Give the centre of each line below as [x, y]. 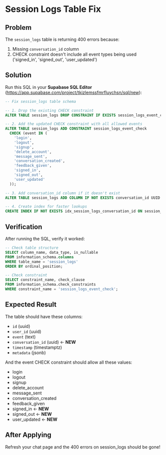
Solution [18, 75]
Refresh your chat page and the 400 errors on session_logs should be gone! [83, 447]
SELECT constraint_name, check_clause [45, 280]
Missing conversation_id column [45, 49]
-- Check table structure [32, 248]
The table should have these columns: [44, 316]
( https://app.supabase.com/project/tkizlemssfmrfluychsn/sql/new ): [74, 92]
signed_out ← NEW [32, 414]
